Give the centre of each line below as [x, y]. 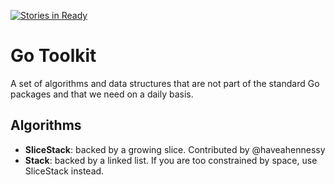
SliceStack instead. [64, 171]
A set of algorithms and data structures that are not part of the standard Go [165, 83]
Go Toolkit [53, 56]
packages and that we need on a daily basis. [102, 94]
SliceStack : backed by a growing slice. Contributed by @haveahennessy [175, 149]
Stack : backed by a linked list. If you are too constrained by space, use [171, 160]
